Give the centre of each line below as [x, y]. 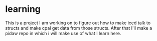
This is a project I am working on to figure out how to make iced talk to [78, 23]
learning [23, 9]
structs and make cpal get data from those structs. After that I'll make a [78, 28]
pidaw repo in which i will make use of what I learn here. [63, 33]
